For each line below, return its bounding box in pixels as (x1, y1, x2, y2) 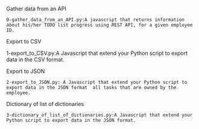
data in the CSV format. (6, 56, 65, 63)
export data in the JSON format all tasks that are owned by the (6, 84, 177, 90)
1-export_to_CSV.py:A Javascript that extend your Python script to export (6, 49, 188, 57)
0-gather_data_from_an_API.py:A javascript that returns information (6, 17, 185, 23)
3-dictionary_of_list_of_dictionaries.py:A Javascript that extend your (6, 112, 193, 118)
